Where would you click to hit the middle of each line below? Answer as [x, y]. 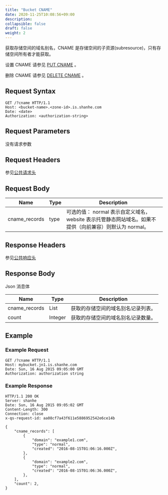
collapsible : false [25, 24]
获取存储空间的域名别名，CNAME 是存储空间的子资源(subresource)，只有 [81, 48]
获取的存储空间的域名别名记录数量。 [113, 318]
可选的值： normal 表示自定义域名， [108, 212]
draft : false [19, 28]
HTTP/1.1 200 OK [22, 396]
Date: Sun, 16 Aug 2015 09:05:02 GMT [44, 405]
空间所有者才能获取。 [31, 54]
